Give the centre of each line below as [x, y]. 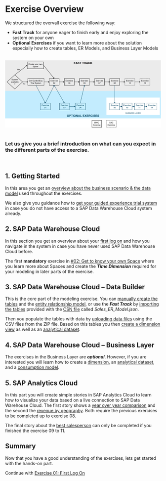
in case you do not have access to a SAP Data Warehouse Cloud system [79, 208]
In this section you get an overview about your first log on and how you [77, 241]
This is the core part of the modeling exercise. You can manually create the [82, 299]
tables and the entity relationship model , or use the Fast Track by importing [82, 304]
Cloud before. [19, 251]
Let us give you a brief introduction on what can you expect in [81, 143]
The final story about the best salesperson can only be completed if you [78, 426]
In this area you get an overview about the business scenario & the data [78, 188]
